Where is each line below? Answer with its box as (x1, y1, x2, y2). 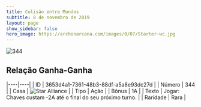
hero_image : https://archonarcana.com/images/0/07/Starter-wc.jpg (6, 31, 176, 37)
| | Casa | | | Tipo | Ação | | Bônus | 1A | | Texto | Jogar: (6, 87, 180, 94)
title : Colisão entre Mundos (6, 8, 79, 15)
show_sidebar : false (6, 25, 58, 32)
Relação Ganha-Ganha (6, 65, 92, 75)
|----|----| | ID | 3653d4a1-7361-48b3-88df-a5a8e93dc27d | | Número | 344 (6, 81, 196, 88)
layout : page (6, 20, 39, 26)
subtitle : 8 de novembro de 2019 (6, 14, 90, 20)
